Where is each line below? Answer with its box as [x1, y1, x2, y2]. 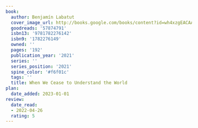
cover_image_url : [11, 19, 54, 25]
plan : [5, 86, 19, 91]
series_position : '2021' [11, 63, 72, 70]
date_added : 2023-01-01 [11, 91, 69, 97]
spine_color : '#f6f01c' [11, 69, 69, 75]
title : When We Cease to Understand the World [11, 80, 128, 86]
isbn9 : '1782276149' [11, 36, 61, 42]
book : [5, 8, 19, 15]
